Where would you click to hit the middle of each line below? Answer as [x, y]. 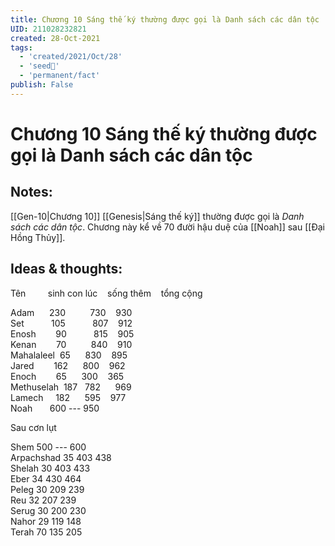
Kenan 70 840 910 [71, 344]
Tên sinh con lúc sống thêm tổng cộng [106, 293]
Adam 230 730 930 [71, 312]
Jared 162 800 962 [68, 365]
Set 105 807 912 [71, 323]
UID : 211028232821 [48, 29]
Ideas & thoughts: [66, 269]
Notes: [31, 192]
